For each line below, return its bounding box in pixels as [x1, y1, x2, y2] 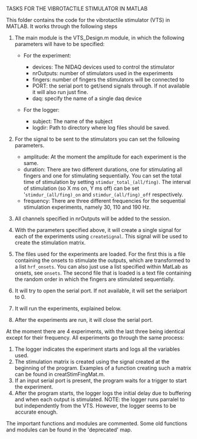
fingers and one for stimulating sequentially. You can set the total [23, 172, 182, 179]
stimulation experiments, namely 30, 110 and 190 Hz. [23, 204, 151, 211]
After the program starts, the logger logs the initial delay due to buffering [14, 390, 192, 396]
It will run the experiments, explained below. [14, 305, 122, 312]
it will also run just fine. [32, 89, 88, 95]
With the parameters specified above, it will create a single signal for [14, 227, 182, 233]
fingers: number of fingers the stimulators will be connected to [32, 76, 185, 83]
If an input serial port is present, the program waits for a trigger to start [14, 377, 187, 384]
